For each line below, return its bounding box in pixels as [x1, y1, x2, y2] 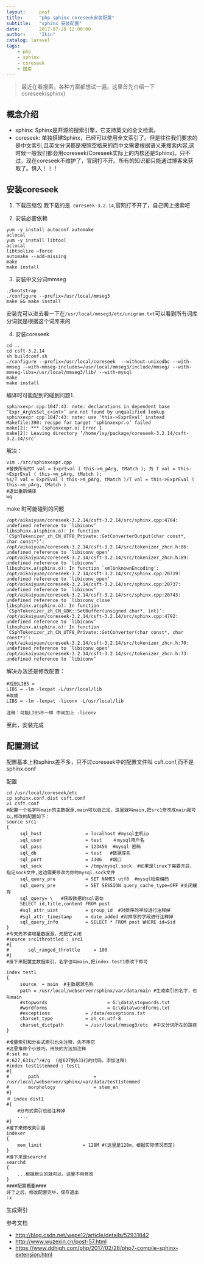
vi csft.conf [6, 800, 40, 806]
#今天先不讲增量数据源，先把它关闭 [6, 931, 82, 937]
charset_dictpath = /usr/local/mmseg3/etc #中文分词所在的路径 [19, 1022, 197, 1028]
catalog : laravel [6, 37, 51, 43]
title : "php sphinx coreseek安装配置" [6, 15, 114, 21]
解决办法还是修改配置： [6, 667, 65, 675]
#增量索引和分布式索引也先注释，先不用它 [6, 1039, 96, 1045]
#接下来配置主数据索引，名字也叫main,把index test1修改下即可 [6, 958, 148, 964]
